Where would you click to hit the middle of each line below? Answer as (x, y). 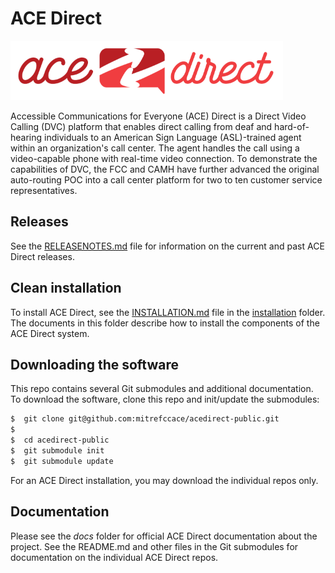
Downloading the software (95, 364)
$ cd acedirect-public (60, 440)
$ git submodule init (57, 451)
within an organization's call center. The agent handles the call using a (155, 148)
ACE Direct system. (50, 333)
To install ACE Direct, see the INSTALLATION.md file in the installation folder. (168, 312)
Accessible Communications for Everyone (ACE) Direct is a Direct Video (158, 116)
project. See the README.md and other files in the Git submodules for (154, 546)
